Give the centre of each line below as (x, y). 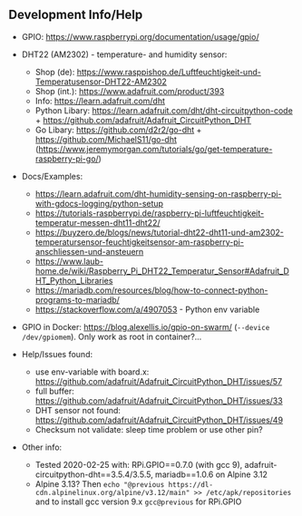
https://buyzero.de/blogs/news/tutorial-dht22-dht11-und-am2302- (160, 232)
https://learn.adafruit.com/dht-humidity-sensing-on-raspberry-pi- (158, 193)
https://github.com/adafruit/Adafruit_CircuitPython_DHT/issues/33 (159, 400)
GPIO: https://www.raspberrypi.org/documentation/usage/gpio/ (140, 36)
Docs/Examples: (52, 176)
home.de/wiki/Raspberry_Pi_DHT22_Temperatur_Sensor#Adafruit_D (162, 270)
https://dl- (191, 484)
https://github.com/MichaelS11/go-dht (106, 139)
